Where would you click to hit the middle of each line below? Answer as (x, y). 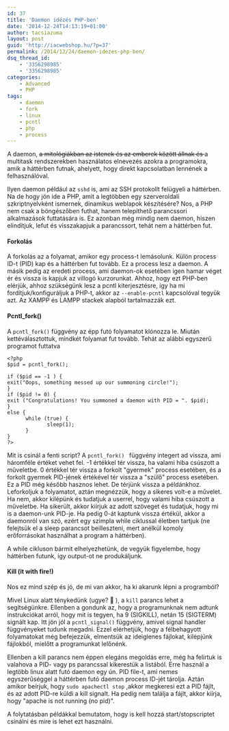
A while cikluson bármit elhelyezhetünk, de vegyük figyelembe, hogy (104, 549)
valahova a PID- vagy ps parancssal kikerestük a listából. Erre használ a (108, 664)
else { (16, 412)
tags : (15, 97)
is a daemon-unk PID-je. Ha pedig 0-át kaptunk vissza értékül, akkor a (106, 513)
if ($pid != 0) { (32, 394)
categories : (24, 77)
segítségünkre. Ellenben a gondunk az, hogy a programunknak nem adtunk (113, 607)
